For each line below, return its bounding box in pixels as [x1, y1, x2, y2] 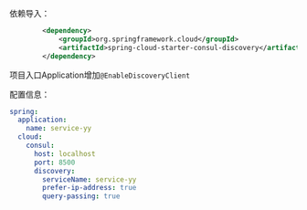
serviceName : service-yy [42, 174, 137, 184]
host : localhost [33, 149, 96, 158]
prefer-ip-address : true [42, 184, 137, 193]
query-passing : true [42, 192, 121, 201]
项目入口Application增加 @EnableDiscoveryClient [9, 69, 190, 80]
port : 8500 [33, 158, 76, 167]
